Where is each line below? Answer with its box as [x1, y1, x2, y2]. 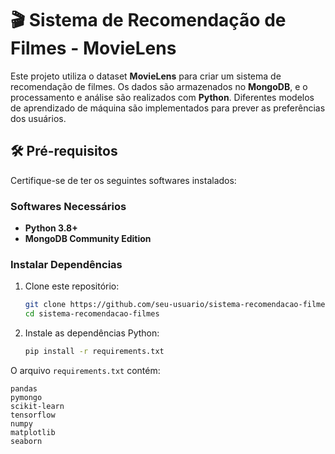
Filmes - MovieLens [10, 37, 177, 60]
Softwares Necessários [10, 199, 127, 213]
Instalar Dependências [10, 257, 123, 271]
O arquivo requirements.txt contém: [10, 364, 161, 376]
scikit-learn [10, 401, 65, 411]
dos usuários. [10, 112, 67, 124]
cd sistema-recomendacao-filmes [24, 309, 160, 319]
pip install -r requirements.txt [24, 347, 165, 357]
